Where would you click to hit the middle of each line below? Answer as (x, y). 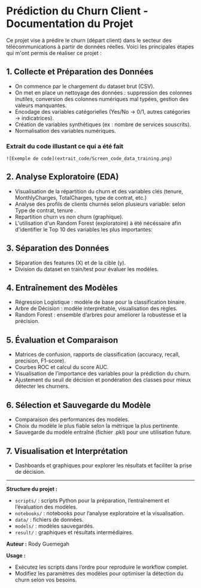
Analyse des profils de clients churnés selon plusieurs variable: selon (100, 204)
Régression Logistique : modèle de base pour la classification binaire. (100, 302)
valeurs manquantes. (41, 105)
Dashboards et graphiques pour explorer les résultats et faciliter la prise (103, 465)
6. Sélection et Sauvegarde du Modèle (79, 405)
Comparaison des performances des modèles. (72, 419)
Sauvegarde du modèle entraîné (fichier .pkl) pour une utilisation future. (103, 432)
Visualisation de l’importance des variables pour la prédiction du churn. (103, 374)
